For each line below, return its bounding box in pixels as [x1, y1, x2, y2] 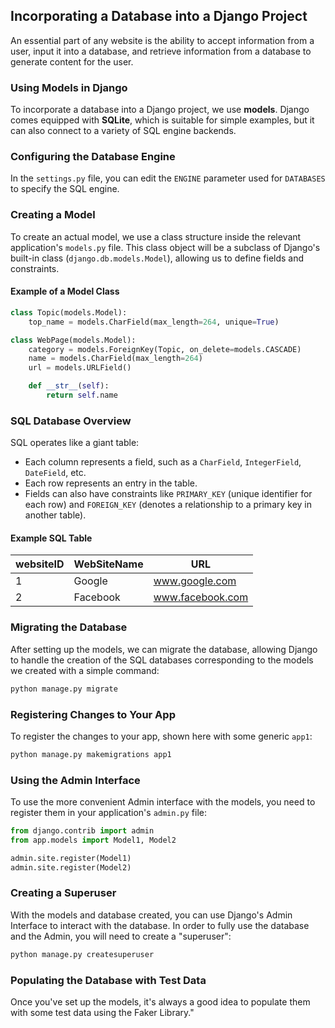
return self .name [46, 390, 118, 401]
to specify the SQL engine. [10, 183, 120, 195]
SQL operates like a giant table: [10, 437, 140, 449]
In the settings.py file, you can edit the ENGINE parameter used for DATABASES [10, 172, 326, 184]
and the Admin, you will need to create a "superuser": [10, 930, 232, 942]
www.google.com [153, 574, 237, 588]
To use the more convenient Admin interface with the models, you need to [10, 796, 316, 808]
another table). [24, 509, 87, 521]
